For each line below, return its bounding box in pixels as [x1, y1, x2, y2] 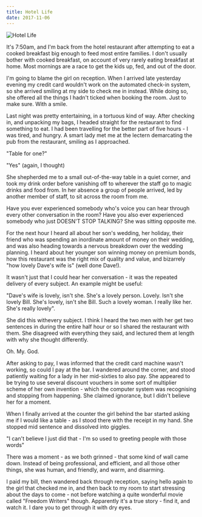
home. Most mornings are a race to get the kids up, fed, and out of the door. [6, 62, 197, 70]
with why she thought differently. [6, 336, 89, 343]
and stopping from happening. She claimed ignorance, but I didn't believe [6, 392, 190, 399]
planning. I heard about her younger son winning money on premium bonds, [6, 248, 196, 256]
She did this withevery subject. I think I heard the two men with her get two [6, 316, 194, 323]
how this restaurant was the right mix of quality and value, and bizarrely [6, 255, 186, 262]
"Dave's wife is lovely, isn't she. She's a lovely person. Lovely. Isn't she [6, 292, 184, 299]
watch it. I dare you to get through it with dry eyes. [6, 504, 132, 511]
